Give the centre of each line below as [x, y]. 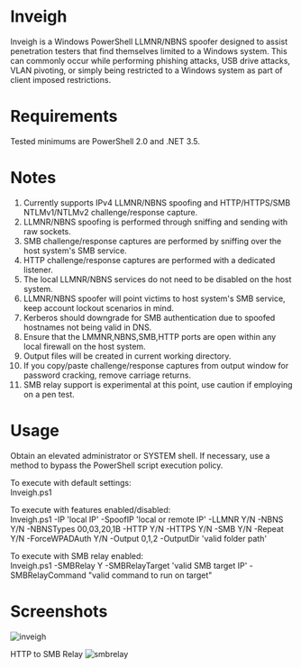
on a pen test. [49, 394]
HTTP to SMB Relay [47, 654]
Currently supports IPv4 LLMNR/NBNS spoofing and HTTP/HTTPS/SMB [157, 202]
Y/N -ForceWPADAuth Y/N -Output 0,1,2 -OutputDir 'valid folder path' [139, 538]
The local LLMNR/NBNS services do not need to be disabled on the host [157, 279]
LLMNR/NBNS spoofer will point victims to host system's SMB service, [155, 298]
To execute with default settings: [71, 482]
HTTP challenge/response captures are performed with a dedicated [149, 260]
